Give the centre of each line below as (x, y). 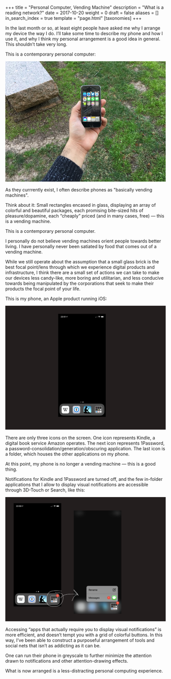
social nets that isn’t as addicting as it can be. (53, 645)
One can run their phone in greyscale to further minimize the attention (78, 655)
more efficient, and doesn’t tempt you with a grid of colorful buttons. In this (84, 635)
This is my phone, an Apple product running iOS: (56, 298)
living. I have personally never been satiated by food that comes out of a (81, 246)
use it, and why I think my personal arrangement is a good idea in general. (83, 39)
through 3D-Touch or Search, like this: (45, 490)
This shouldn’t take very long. (36, 44)
